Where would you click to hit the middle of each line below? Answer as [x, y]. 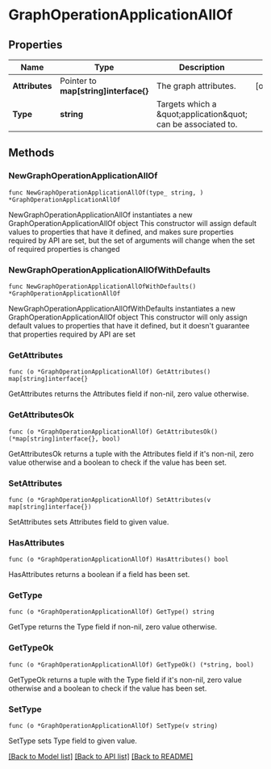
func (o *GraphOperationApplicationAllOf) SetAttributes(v [110, 499]
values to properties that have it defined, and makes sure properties [121, 232]
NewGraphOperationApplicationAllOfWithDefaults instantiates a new [122, 308]
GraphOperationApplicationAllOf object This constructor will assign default [132, 223]
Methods [31, 153]
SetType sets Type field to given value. [73, 741]
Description [202, 67]
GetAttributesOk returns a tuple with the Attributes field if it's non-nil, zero [131, 453]
